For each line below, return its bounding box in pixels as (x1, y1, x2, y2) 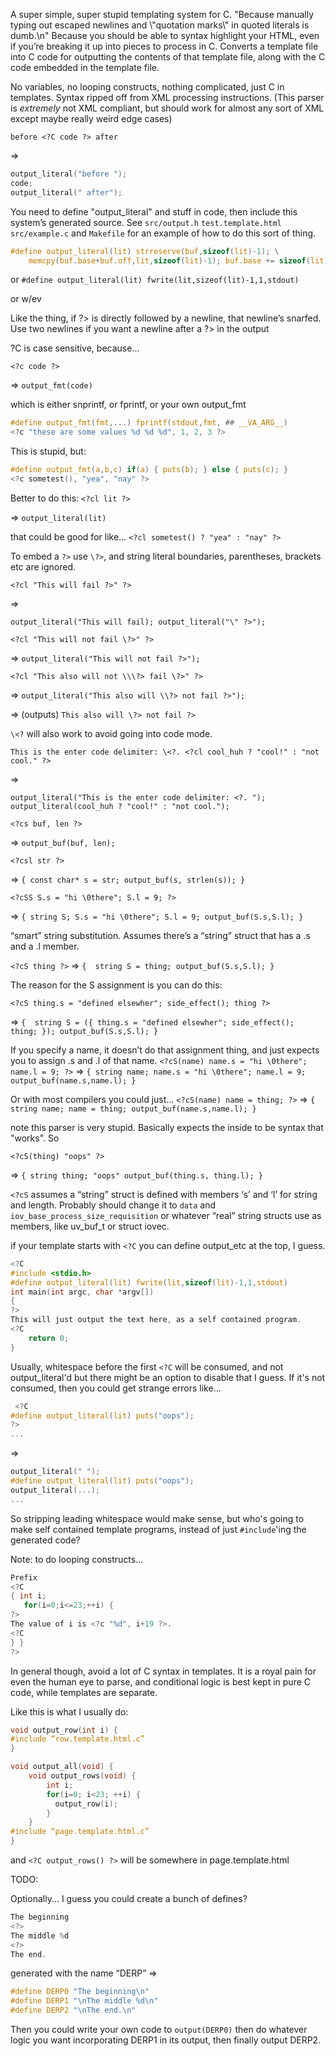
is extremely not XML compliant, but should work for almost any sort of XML (10, 102, 325, 114)
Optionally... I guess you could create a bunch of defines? (10, 1893, 248, 1904)
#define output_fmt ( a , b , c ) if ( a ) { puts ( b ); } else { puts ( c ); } (10, 465, 289, 475)
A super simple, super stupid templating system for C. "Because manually (10, 9, 315, 20)
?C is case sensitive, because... (10, 342, 140, 354)
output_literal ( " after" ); (10, 187, 123, 198)
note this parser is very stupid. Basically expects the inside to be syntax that (10, 1121, 324, 1133)
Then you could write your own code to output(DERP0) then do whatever (10, 2024, 308, 2035)
